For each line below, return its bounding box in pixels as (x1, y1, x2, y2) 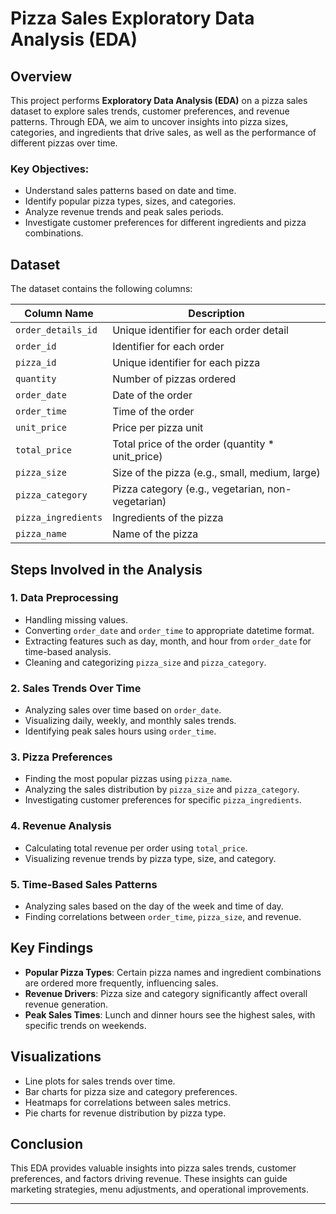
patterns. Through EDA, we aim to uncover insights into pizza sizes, (10, 116, 289, 127)
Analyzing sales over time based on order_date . (24, 704, 222, 716)
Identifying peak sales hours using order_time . (24, 725, 217, 737)
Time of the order (112, 405, 195, 419)
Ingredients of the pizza (112, 511, 224, 525)
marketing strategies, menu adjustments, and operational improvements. (10, 1183, 310, 1196)
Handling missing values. (24, 613, 129, 626)
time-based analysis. (24, 645, 112, 657)
